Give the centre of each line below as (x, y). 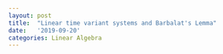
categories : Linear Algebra (55, 38)
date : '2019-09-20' (45, 30)
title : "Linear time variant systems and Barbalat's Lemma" (113, 23)
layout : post (30, 15)
